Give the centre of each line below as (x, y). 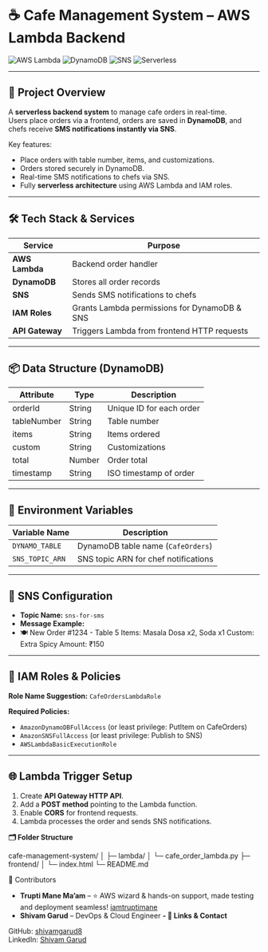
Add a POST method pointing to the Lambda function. (108, 804)
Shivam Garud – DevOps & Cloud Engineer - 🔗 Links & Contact (123, 915)
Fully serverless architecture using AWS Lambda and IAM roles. (126, 185)
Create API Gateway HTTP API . (71, 795)
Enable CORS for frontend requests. (79, 812)
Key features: (30, 144)
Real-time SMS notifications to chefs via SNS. (95, 177)
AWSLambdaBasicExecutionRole (68, 744)
